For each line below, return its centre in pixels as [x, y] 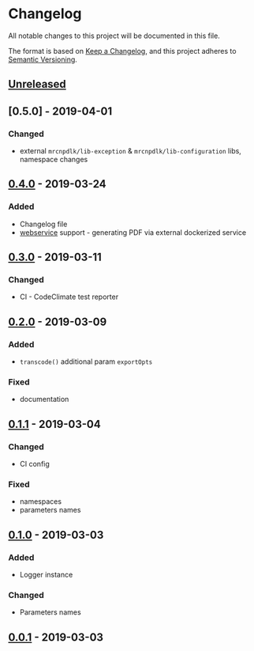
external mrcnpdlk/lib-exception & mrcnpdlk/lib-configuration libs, [131, 151]
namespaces [40, 501]
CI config [34, 464]
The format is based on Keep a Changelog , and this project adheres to [122, 51]
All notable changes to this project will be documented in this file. [114, 36]
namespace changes [54, 160]
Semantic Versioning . [43, 59]
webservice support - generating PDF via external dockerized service [133, 232]
